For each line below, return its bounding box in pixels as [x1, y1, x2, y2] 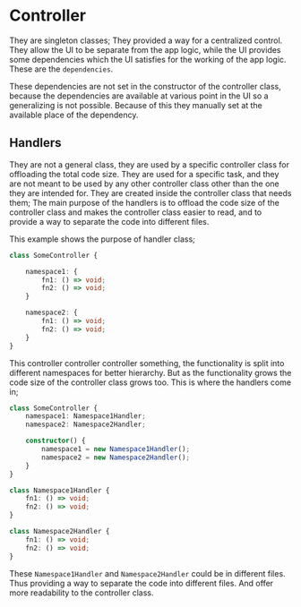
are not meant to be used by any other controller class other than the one [9, 178, 279, 189]
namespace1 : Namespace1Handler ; [25, 412, 146, 421]
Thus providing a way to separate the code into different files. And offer [9, 577, 274, 588]
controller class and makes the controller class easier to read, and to [9, 207, 262, 218]
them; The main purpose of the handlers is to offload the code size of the [9, 197, 279, 208]
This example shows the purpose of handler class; [9, 234, 195, 244]
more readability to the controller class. [9, 587, 154, 598]
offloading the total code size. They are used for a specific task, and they [9, 168, 279, 179]
